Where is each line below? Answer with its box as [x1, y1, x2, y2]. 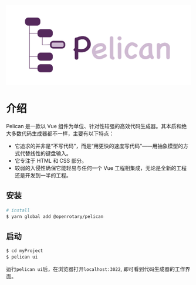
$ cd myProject [6, 248, 43, 254]
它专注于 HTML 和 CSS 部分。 [14, 157, 87, 164]
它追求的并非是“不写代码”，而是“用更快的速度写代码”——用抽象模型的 [14, 142, 184, 149]
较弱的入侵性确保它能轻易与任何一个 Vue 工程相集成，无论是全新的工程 [14, 164, 187, 172]
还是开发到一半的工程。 [14, 172, 72, 179]
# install [6, 207, 31, 213]
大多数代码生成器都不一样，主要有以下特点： [6, 130, 114, 137]
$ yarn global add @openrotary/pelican [6, 213, 104, 219]
